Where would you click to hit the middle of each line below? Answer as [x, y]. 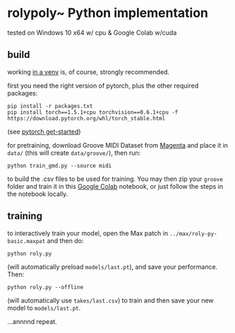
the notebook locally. [38, 194]
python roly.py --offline [45, 287]
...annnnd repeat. [32, 321]
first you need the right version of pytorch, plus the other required [103, 86]
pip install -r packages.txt [50, 106]
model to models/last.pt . [44, 308]
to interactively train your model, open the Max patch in [88, 233]
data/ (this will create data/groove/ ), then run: [74, 153]
